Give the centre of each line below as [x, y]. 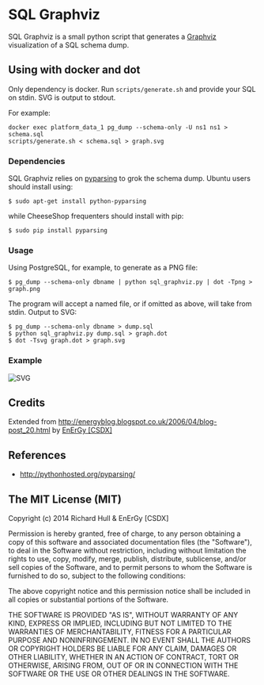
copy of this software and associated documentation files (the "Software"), [130, 542]
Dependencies [37, 161]
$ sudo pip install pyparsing [58, 231]
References [37, 455]
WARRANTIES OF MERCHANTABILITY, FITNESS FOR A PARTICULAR [120, 632]
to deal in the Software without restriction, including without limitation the [127, 551]
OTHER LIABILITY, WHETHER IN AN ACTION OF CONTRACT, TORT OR [123, 657]
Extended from [32, 422]
